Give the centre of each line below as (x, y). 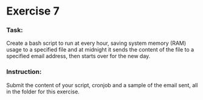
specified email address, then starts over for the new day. (78, 56)
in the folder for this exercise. (43, 92)
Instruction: (24, 72)
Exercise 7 (33, 11)
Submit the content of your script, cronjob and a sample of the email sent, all (102, 85)
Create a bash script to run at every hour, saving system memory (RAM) (96, 43)
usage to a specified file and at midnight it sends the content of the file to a (100, 50)
